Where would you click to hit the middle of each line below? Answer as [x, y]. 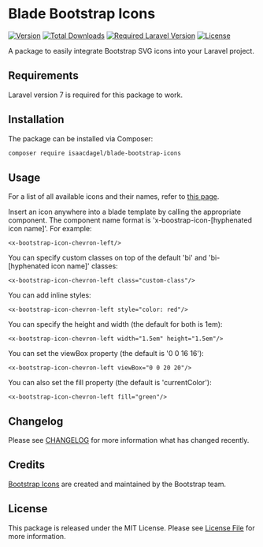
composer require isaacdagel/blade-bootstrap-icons [94, 153]
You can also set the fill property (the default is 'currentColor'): [110, 383]
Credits [27, 465]
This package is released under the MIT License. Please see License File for [131, 528]
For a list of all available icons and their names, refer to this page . [114, 197]
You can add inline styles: [50, 295]
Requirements [43, 76]
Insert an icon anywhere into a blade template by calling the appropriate [125, 212]
